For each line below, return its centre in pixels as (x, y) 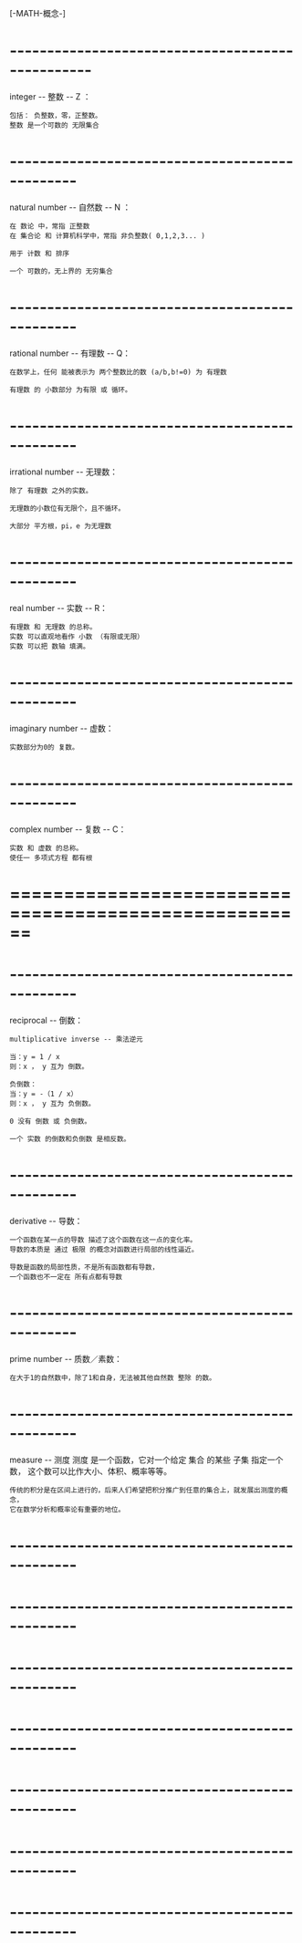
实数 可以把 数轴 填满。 (50, 646)
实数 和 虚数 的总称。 (47, 848)
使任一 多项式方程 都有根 (51, 857)
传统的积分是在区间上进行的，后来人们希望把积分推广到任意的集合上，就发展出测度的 (145, 1490)
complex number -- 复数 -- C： (68, 829)
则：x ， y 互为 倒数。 (49, 1066)
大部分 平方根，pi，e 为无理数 (61, 526)
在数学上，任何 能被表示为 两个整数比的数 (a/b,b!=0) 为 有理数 (118, 372)
